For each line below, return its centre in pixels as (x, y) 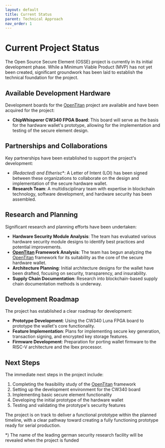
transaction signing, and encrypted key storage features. (70, 336)
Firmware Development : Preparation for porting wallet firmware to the (84, 342)
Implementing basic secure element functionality (62, 395)
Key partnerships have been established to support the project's (71, 158)
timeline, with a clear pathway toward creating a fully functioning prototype (82, 420)
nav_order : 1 (19, 24)
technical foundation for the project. (42, 78)
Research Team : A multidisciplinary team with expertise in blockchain (83, 188)
